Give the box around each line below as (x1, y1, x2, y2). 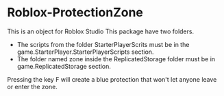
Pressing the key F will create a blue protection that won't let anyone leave (7, 75, 217, 83)
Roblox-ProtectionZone (7, 5, 144, 20)
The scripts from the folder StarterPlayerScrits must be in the (16, 40, 190, 48)
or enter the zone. (7, 82, 58, 91)
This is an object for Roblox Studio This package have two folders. (7, 27, 194, 35)
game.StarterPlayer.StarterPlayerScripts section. (16, 48, 154, 56)
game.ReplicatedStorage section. (16, 62, 112, 70)
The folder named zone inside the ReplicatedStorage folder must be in (16, 54, 216, 63)
